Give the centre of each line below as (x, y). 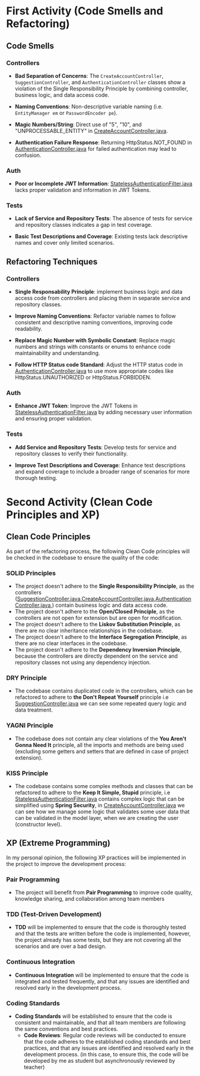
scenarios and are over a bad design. (61, 946)
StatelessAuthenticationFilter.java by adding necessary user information (103, 412)
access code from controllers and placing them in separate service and (103, 298)
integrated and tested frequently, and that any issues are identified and (102, 981)
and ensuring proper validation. (53, 419)
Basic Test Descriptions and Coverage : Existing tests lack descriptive (101, 236)
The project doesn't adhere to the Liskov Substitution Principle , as (98, 624)
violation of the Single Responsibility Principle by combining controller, (101, 89)
